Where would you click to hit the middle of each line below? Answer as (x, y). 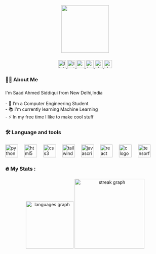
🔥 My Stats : (21, 169)
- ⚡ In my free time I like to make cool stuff (49, 117)
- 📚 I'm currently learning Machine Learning (52, 109)
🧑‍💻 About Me (22, 79)
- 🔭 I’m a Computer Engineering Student (47, 103)
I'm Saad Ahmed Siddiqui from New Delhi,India (54, 92)
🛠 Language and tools (33, 132)
